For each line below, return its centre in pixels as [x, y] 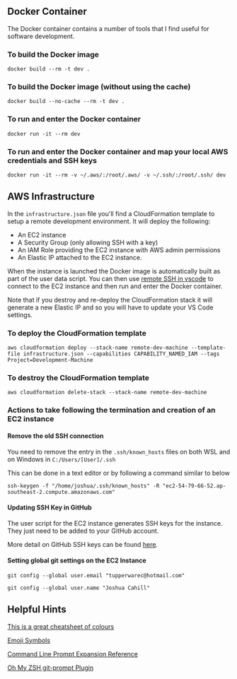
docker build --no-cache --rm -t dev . [66, 102]
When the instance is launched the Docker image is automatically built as [114, 271]
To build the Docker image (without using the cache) [99, 87]
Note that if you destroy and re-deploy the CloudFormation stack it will [110, 300]
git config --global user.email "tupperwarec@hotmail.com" [96, 575]
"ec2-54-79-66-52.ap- [194, 486]
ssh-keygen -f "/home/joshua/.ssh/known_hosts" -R [83, 486]
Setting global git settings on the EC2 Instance [77, 560]
